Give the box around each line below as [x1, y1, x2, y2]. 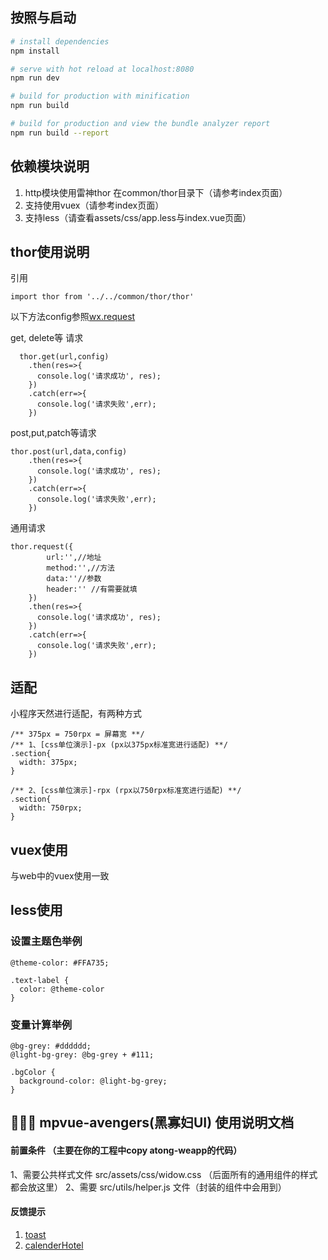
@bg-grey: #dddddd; [10, 1041, 92, 1052]
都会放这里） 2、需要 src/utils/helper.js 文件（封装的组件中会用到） [10, 1181, 287, 1193]
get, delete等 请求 [10, 332, 84, 344]
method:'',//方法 [46, 563, 115, 573]
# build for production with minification [10, 91, 190, 102]
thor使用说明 [10, 244, 90, 261]
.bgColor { [10, 1068, 56, 1078]
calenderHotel [24, 1239, 84, 1251]
